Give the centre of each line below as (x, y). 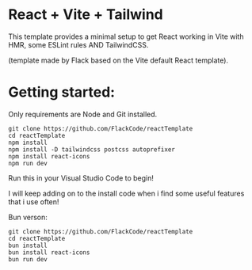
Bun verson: (28, 217)
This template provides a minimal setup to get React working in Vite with (126, 36)
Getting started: (62, 92)
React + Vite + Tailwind (86, 15)
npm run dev (28, 163)
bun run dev (28, 259)
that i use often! (34, 202)
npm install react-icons (49, 156)
